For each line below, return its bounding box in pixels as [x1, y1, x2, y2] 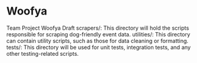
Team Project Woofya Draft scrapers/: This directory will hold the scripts [6, 24, 189, 31]
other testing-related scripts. [6, 50, 79, 57]
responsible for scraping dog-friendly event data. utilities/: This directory [6, 30, 190, 38]
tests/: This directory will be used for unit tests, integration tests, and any [6, 44, 191, 51]
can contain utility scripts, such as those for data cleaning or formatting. [6, 37, 189, 44]
